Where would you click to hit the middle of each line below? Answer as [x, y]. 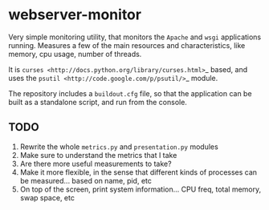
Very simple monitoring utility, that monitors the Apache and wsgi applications [135, 37]
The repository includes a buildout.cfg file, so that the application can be [130, 93]
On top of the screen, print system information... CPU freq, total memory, [141, 189]
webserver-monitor [75, 15]
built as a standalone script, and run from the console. [98, 102]
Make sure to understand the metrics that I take [98, 155]
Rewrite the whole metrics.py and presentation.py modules [119, 147]
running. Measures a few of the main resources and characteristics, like [127, 45]
